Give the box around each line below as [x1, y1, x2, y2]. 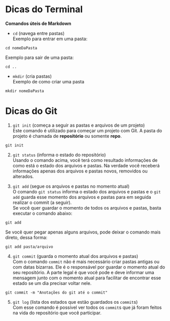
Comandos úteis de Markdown [5, 20, 72, 26]
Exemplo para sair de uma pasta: [5, 54, 74, 61]
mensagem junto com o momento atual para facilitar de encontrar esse [12, 275, 161, 281]
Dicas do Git [5, 105, 57, 117]
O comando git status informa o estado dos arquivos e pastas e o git [12, 188, 161, 194]
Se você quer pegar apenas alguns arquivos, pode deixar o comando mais [5, 229, 161, 235]
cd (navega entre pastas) [12, 30, 65, 36]
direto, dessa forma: [5, 234, 48, 240]
